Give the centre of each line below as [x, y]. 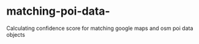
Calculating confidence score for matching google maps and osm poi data [100, 28]
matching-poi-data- [58, 11]
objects [16, 34]
